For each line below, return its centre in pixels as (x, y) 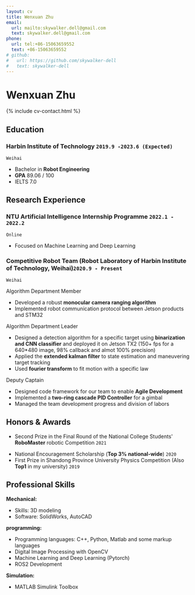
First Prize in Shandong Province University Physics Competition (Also (99, 460)
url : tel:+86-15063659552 (43, 45)
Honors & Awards (39, 422)
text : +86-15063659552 (39, 50)
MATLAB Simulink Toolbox (46, 587)
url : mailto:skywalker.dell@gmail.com (59, 28)
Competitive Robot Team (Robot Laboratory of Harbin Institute (96, 261)
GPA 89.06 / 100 (34, 175)
